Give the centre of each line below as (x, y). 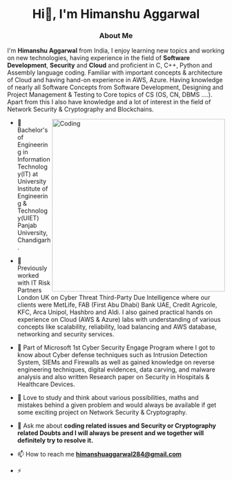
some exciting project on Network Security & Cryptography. (102, 412)
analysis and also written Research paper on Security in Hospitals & (113, 377)
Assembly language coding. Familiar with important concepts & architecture (115, 73)
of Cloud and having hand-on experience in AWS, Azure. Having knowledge (115, 80)
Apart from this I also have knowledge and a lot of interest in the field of (109, 102)
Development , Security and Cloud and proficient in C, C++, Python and (110, 66)
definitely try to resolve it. (55, 441)
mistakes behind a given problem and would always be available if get (116, 405)
